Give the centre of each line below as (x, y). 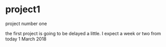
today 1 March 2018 (26, 39)
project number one (26, 24)
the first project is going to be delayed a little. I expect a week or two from (83, 33)
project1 (23, 9)
